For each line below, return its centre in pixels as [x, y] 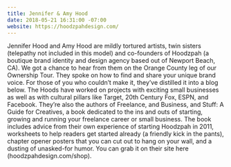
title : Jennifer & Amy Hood [48, 13]
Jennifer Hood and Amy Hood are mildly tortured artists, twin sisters [104, 46]
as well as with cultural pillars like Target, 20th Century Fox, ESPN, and [108, 97]
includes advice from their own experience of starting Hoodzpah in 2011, [111, 127]
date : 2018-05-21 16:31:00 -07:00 [57, 20]
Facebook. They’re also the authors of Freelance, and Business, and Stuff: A [115, 105]
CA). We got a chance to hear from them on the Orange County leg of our [112, 68]
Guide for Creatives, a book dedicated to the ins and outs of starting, [105, 112]
